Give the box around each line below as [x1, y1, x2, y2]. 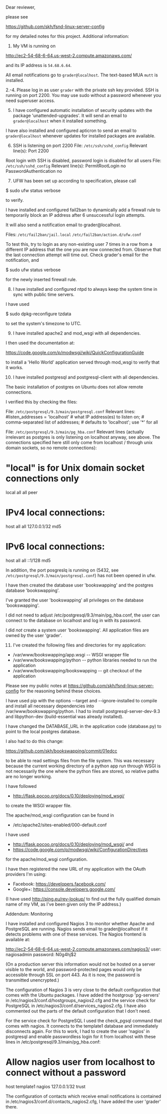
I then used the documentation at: [5, 340, 75, 346]
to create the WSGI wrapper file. [5, 802, 72, 808]
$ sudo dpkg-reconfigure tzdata [5, 311, 72, 317]
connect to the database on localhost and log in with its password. [5, 617, 142, 623]
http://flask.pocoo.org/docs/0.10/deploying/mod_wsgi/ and [12, 841, 134, 847]
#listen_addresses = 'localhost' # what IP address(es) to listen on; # [5, 414, 145, 420]
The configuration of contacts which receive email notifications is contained [5, 1093, 161, 1099]
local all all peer [5, 489, 38, 495]
